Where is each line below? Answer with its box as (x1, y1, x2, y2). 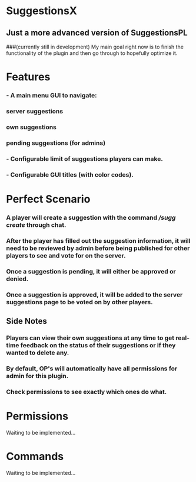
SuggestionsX (6, 4, 78, 18)
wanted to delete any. (6, 349, 69, 357)
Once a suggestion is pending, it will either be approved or (6, 267, 176, 275)
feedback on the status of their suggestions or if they (20, 341, 176, 349)
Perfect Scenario (6, 192, 91, 206)
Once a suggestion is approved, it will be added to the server (6, 291, 183, 299)
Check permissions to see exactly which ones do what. (6, 387, 167, 396)
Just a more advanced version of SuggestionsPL (6, 28, 188, 38)
